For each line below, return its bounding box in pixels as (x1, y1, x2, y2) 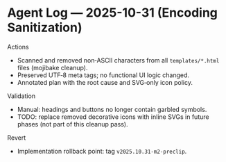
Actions (7, 42, 29, 51)
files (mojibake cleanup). (17, 63, 88, 72)
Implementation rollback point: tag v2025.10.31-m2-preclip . (17, 147, 187, 155)
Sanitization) (7, 19, 82, 35)
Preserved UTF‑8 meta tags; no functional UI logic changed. (17, 71, 189, 79)
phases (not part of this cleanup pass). (17, 120, 128, 128)
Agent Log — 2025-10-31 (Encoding (7, 5, 218, 21)
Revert (7, 133, 26, 142)
